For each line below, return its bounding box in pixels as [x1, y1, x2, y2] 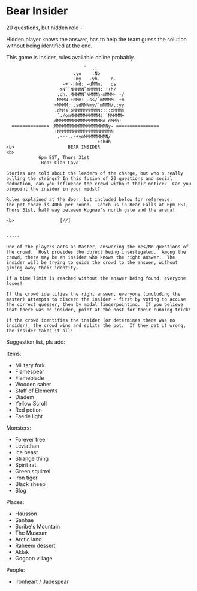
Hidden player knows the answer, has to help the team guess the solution [6, 35, 187, 43]
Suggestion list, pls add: [6, 338, 66, 346]
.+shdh [95, 139, 111, 145]
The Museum [14, 529, 48, 536]
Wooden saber [14, 380, 51, 388]
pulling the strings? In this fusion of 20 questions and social [6, 175, 172, 181]
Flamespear [14, 368, 45, 375]
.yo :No [72, 70, 101, 76]
